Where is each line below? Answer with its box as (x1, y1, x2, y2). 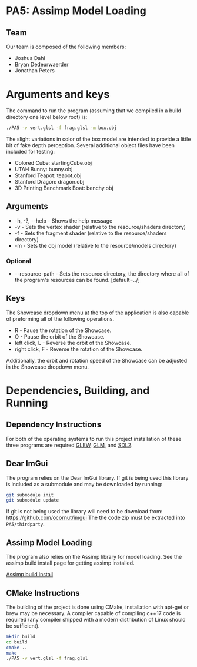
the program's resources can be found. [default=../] (14, 276, 140, 283)
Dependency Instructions (6, 420, 102, 430)
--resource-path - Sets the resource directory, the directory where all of (14, 270, 189, 277)
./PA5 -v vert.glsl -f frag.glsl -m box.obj (6, 125, 117, 131)
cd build (6, 639, 28, 645)
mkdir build (6, 633, 35, 639)
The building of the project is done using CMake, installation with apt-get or (6, 603, 189, 610)
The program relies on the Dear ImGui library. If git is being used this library (6, 474, 189, 481)
